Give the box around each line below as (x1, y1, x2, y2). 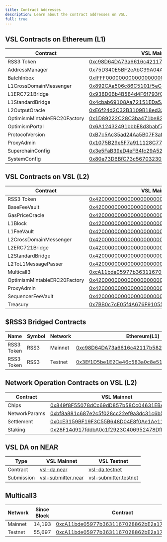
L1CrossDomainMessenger (7, 83, 72, 90)
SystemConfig (7, 156, 41, 163)
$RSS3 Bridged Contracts (5, 318, 86, 327)
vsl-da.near (39, 466, 68, 473)
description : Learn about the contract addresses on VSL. (5, 12, 128, 17)
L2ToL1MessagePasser (7, 260, 63, 267)
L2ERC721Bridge (7, 244, 49, 251)
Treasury (7, 301, 29, 308)
